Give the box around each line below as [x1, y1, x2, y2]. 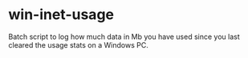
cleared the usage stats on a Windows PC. [8, 40, 148, 49]
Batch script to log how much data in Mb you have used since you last [8, 32, 240, 41]
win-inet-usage [8, 6, 115, 24]
